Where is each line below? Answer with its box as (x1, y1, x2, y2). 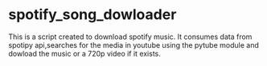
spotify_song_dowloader (8, 6, 177, 24)
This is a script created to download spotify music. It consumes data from (8, 32, 253, 41)
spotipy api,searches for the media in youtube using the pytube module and (8, 40, 259, 49)
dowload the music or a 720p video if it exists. (8, 49, 161, 58)
